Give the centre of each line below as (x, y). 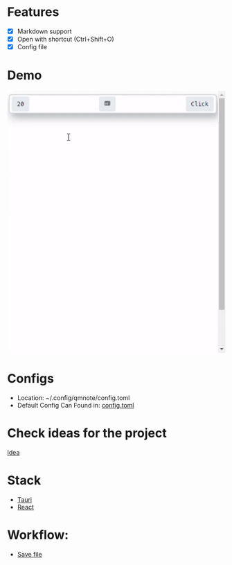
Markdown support (44, 31)
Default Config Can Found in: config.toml (75, 405)
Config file (32, 47)
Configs (30, 379)
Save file (30, 554)
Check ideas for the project (87, 433)
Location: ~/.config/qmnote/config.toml (73, 398)
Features (33, 12)
